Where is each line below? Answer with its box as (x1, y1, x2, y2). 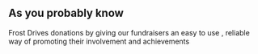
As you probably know (8, 6, 124, 20)
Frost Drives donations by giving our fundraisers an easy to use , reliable (8, 27, 251, 37)
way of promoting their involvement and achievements (8, 36, 190, 46)
